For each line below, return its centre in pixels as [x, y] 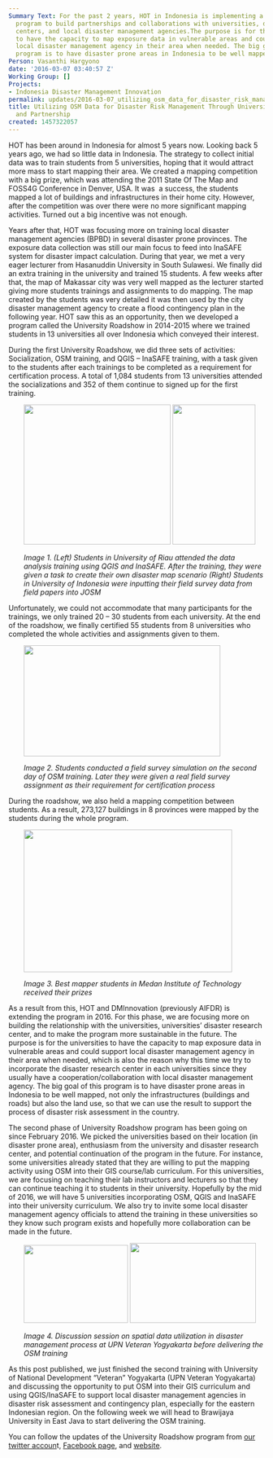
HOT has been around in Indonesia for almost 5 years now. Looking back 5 [133, 145]
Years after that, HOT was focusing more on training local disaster [119, 230]
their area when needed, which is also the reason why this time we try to [130, 1060]
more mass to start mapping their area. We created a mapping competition [133, 171]
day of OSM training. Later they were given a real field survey [127, 776]
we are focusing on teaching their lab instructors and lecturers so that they [133, 1179]
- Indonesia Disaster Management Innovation [85, 92]
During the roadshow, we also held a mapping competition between [121, 801]
